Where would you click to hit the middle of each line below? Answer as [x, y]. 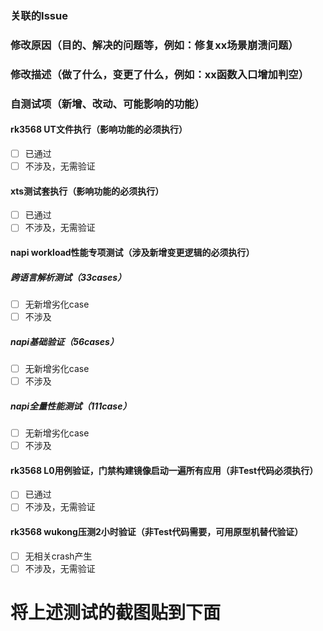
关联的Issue [39, 15]
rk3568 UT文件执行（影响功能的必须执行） [99, 129]
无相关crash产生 [58, 556]
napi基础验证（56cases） [64, 341]
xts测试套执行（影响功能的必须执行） [87, 191]
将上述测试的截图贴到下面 [116, 613]
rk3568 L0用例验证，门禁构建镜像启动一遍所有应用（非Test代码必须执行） [164, 470]
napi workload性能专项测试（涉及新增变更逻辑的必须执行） [132, 252]
